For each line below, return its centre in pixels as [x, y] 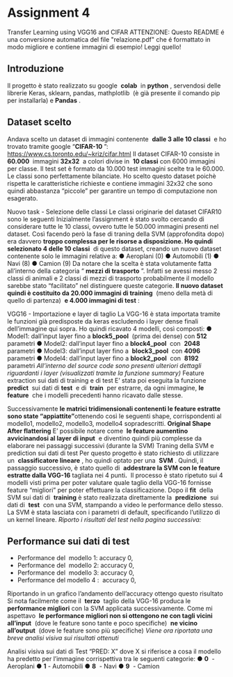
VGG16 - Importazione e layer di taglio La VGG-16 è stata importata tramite [114, 314]
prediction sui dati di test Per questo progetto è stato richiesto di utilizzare [113, 453]
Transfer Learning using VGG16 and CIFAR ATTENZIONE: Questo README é [116, 32]
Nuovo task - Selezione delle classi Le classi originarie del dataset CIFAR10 [114, 212]
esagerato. [23, 198]
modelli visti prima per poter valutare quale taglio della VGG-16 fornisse [110, 482]
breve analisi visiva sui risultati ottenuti [63, 638]
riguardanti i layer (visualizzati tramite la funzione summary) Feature [106, 373]
